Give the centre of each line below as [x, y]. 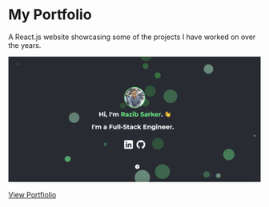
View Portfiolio [32, 194]
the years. [25, 45]
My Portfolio [50, 15]
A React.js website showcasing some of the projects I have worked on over [132, 37]
